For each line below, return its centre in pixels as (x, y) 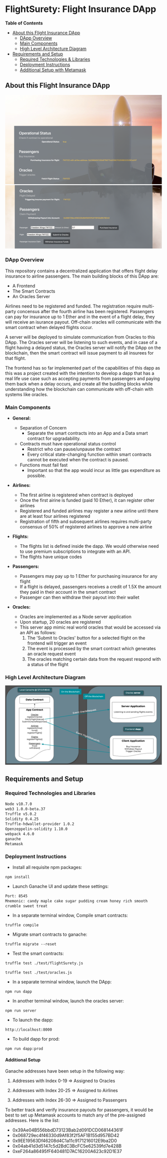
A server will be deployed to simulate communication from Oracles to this (80, 337)
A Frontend (24, 286)
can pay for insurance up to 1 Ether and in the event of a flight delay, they (80, 317)
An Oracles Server (31, 296)
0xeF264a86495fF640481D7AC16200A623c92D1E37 (67, 1151)
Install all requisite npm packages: (47, 867)
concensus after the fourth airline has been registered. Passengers (85, 311)
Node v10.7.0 (19, 804)
